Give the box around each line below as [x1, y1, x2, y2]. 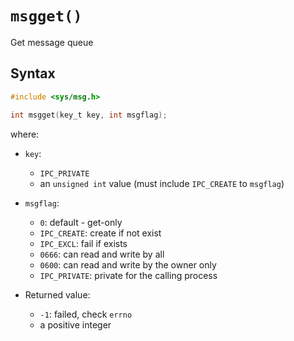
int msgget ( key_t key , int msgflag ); [10, 110, 168, 120]
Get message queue [10, 36, 94, 48]
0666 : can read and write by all [39, 248, 165, 260]
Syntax [10, 65, 56, 82]
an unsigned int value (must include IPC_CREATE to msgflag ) [39, 177, 285, 189]
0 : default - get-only [39, 216, 123, 228]
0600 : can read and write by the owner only [39, 258, 217, 271]
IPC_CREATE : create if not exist [39, 227, 162, 239]
